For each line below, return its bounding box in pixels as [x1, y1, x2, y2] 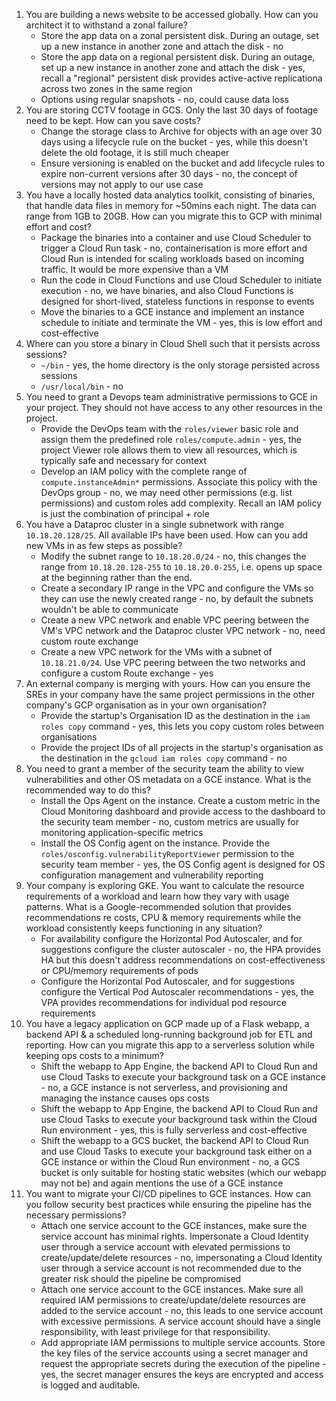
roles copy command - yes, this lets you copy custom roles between [40, 720, 325, 732]
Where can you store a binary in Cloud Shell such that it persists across [25, 338, 321, 349]
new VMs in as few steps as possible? [25, 540, 183, 551]
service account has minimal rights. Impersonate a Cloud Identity [40, 1230, 309, 1242]
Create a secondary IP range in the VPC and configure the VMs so [40, 582, 314, 594]
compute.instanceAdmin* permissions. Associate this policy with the [40, 476, 318, 488]
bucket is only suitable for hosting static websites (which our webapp [40, 1167, 327, 1178]
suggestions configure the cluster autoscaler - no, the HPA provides [40, 944, 322, 955]
